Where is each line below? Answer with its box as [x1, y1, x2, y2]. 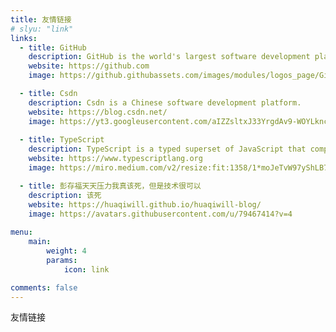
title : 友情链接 [10, 14, 72, 25]
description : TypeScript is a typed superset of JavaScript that [28, 144, 307, 155]
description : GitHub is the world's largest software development [28, 52, 311, 62]
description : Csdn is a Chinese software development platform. [28, 97, 302, 108]
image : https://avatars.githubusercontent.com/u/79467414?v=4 [28, 209, 293, 219]
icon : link [63, 264, 110, 275]
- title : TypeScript [19, 135, 105, 145]
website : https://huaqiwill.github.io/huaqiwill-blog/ [28, 199, 262, 210]
